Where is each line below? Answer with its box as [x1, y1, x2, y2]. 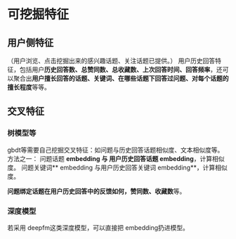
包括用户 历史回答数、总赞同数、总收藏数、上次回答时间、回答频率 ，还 [19, 65, 223, 74]
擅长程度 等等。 [7, 83, 51, 91]
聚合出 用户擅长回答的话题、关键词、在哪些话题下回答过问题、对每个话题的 [13, 75, 229, 82]
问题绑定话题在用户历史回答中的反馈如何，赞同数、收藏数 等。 [7, 187, 186, 195]
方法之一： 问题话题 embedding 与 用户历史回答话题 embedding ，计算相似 [7, 154, 225, 162]
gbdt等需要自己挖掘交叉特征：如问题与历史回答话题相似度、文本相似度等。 [7, 146, 224, 154]
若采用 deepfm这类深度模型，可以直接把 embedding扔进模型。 [7, 223, 190, 232]
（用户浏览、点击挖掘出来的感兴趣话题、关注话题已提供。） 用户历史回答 [7, 57, 216, 65]
